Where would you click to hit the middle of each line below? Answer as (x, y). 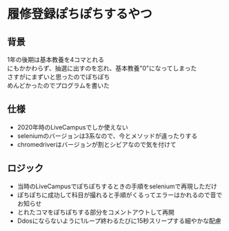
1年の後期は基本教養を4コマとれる (56, 60)
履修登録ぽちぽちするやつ (80, 14)
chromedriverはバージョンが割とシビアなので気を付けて (97, 144)
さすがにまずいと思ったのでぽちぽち (59, 77)
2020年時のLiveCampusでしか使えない (73, 127)
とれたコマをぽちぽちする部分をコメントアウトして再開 (96, 212)
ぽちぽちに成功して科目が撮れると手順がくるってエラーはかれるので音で (120, 194)
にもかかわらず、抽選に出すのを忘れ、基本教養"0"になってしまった (102, 68)
